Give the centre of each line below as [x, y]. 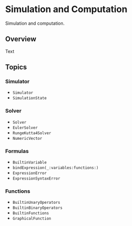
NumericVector [27, 138]
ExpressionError [29, 173]
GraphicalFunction [32, 219]
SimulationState [29, 98]
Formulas [17, 151]
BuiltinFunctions [31, 213]
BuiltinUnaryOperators [36, 203]
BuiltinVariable [29, 162]
